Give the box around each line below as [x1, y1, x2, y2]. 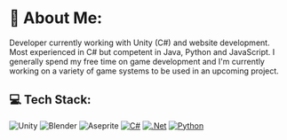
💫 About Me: [9, 8, 103, 28]
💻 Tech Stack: [9, 92, 92, 107]
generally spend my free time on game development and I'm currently [9, 56, 265, 66]
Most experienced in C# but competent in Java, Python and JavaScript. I [9, 46, 275, 57]
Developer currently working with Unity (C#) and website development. [9, 37, 270, 48]
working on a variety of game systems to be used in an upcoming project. [9, 66, 280, 76]
